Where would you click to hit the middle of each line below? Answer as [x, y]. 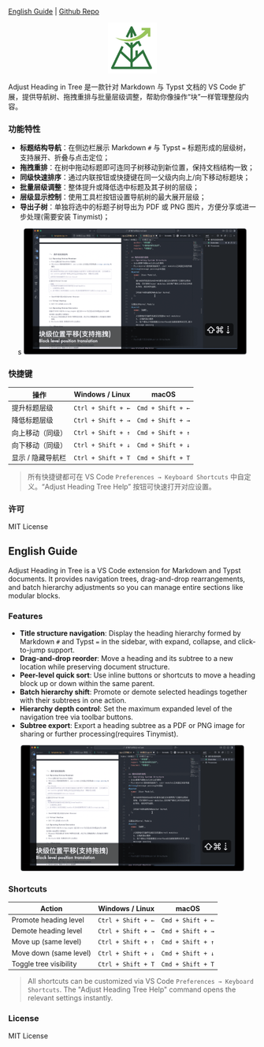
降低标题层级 [32, 420]
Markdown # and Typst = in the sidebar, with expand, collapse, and [128, 642]
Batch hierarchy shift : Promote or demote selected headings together [134, 692]
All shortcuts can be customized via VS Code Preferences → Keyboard [140, 981]
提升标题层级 [32, 408]
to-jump [32, 650]
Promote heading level [48, 920]
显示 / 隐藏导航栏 [39, 458]
